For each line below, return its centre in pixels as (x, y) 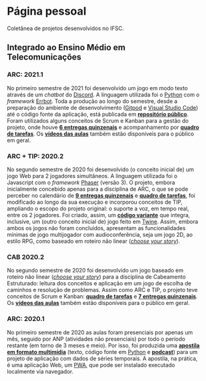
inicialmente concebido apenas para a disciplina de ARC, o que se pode (98, 189)
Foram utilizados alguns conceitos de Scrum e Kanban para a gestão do (98, 120)
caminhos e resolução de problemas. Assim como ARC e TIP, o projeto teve (102, 290)
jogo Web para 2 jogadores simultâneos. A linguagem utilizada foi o (92, 175)
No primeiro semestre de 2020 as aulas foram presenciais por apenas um (100, 332)
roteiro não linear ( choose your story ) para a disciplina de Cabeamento (97, 277)
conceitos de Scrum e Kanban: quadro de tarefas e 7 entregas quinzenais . (102, 296)
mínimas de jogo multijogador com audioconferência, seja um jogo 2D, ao (100, 234)
